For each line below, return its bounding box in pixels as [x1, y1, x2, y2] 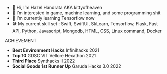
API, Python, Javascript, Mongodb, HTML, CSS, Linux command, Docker [12, 28, 162, 34]
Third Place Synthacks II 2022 [12, 58, 75, 64]
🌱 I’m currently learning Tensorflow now [12, 15, 95, 21]
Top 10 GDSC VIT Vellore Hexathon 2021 [12, 53, 96, 58]
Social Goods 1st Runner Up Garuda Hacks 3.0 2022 [12, 63, 121, 69]
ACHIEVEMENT [5, 38, 37, 43]
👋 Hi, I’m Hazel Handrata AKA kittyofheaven [12, 5, 102, 10]
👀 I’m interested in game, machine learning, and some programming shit [12, 10, 161, 16]
